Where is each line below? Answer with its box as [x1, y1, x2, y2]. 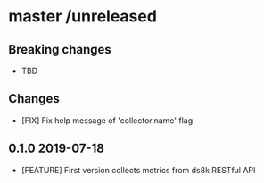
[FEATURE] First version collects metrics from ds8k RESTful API [21, 164, 256, 175]
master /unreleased [8, 6, 158, 27]
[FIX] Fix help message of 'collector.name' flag [21, 114, 194, 126]
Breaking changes [8, 42, 112, 57]
